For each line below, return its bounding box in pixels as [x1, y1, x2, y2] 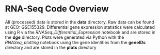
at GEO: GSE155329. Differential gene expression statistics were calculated [5, 24, 155, 30]
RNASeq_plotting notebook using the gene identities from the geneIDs [5, 39, 146, 45]
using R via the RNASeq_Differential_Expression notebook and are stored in [5, 29, 156, 35]
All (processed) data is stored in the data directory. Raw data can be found [5, 19, 154, 25]
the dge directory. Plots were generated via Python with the [5, 34, 125, 40]
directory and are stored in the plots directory [5, 44, 96, 50]
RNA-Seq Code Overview [5, 3, 109, 14]
